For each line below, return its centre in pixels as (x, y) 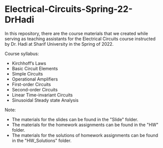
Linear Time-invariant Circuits (42, 95)
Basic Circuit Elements (35, 69)
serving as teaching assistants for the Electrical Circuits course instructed (80, 39)
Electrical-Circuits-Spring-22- (69, 9)
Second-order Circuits (35, 89)
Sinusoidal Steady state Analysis (45, 100)
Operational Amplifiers (35, 79)
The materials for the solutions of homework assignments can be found (85, 135)
